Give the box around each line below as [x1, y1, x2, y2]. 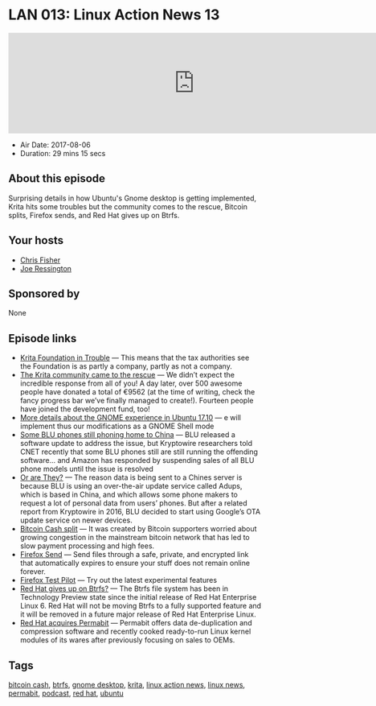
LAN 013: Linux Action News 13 [8, 6, 220, 24]
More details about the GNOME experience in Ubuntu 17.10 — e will [19, 413, 241, 423]
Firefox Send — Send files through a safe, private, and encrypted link [19, 550, 249, 559]
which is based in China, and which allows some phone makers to [19, 489, 239, 500]
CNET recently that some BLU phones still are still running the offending [19, 447, 259, 456]
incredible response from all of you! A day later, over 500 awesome [19, 378, 243, 388]
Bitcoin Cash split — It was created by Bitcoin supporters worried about [19, 524, 257, 534]
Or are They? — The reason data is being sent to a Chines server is [19, 473, 243, 482]
